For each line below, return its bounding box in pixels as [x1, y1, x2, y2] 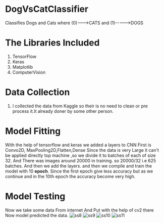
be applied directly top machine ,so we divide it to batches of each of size [5, 152, 156, 158]
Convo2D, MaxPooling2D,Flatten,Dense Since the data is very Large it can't [5, 147, 160, 153]
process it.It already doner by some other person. [12, 108, 114, 114]
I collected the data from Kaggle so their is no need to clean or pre [12, 103, 148, 109]
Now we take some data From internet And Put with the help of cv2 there [5, 207, 154, 213]
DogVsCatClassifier [5, 3, 89, 15]
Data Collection [5, 87, 70, 98]
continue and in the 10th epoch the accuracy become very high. [5, 173, 136, 179]
